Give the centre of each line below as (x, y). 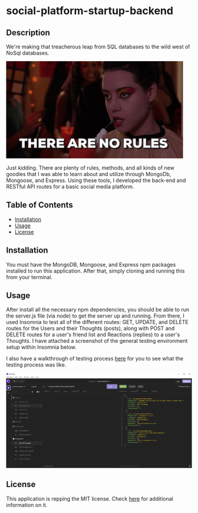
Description (28, 33)
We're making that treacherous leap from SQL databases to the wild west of (98, 47)
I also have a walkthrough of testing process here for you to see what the (95, 359)
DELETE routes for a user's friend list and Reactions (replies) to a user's (93, 335)
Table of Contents (40, 205)
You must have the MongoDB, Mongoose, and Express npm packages (91, 264)
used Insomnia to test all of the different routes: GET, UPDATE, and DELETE (97, 322)
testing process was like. (36, 365)
